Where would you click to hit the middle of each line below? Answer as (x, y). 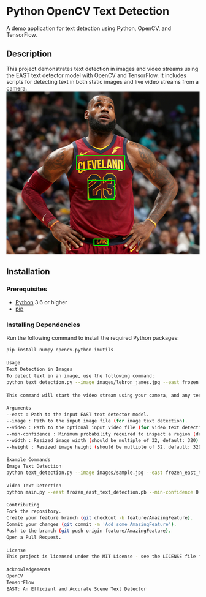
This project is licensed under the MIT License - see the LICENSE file (101, 557)
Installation (28, 272)
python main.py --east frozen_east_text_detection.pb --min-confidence (100, 492)
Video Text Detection (34, 486)
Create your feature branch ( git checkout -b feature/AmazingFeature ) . (100, 518)
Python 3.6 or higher (41, 302)
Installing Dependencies (44, 325)
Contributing (23, 505)
